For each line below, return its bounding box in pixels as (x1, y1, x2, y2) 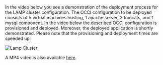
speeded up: (5, 35, 31, 41)
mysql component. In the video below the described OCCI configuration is (5, 20, 157, 26)
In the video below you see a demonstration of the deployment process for (5, 4, 158, 10)
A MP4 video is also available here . (5, 55, 77, 61)
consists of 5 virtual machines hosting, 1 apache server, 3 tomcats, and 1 (5, 15, 154, 20)
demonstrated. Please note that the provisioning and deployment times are (5, 31, 158, 36)
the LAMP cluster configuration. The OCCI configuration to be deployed (5, 9, 152, 15)
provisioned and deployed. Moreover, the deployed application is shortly (5, 25, 153, 31)
